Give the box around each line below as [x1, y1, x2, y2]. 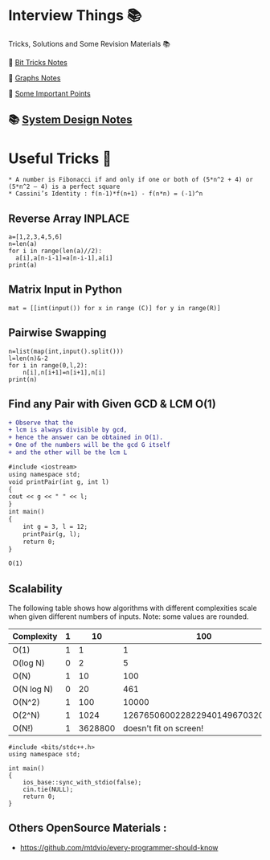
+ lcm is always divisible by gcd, [8, 426, 128, 434]
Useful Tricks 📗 [8, 149, 112, 167]
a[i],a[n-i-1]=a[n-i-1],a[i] [15, 254, 113, 262]
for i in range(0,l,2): [8, 361, 88, 370]
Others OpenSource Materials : [8, 821, 167, 835]
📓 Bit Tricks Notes [8, 57, 68, 67]
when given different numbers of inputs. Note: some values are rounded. [8, 612, 249, 621]
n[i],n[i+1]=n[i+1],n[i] [22, 368, 106, 376]
